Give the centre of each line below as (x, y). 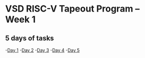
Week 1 (20, 19)
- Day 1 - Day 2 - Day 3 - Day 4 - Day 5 (43, 50)
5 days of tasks (30, 38)
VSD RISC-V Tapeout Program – (72, 9)
